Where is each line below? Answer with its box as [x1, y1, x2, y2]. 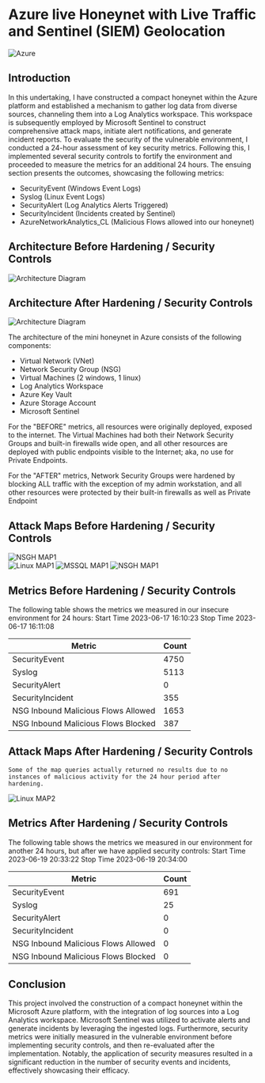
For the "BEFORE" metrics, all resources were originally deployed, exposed [8, 422, 252, 432]
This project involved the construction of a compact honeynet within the [8, 998, 244, 1008]
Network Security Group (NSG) [19, 365, 121, 374]
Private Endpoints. [8, 456, 68, 465]
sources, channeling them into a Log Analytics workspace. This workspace [8, 109, 253, 119]
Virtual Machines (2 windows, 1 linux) [19, 373, 142, 383]
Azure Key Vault [19, 390, 73, 399]
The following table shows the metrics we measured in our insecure [8, 605, 229, 614]
